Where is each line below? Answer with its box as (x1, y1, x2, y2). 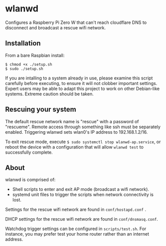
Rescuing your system (5, 105, 76, 114)
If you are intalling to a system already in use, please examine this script (5, 75, 153, 81)
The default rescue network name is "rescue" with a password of (5, 118, 139, 124)
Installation (5, 39, 41, 48)
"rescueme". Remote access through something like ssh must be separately (5, 124, 161, 130)
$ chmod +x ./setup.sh (5, 62, 52, 67)
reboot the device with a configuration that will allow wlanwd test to (5, 144, 144, 150)
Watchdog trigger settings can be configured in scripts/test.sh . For (5, 226, 147, 232)
